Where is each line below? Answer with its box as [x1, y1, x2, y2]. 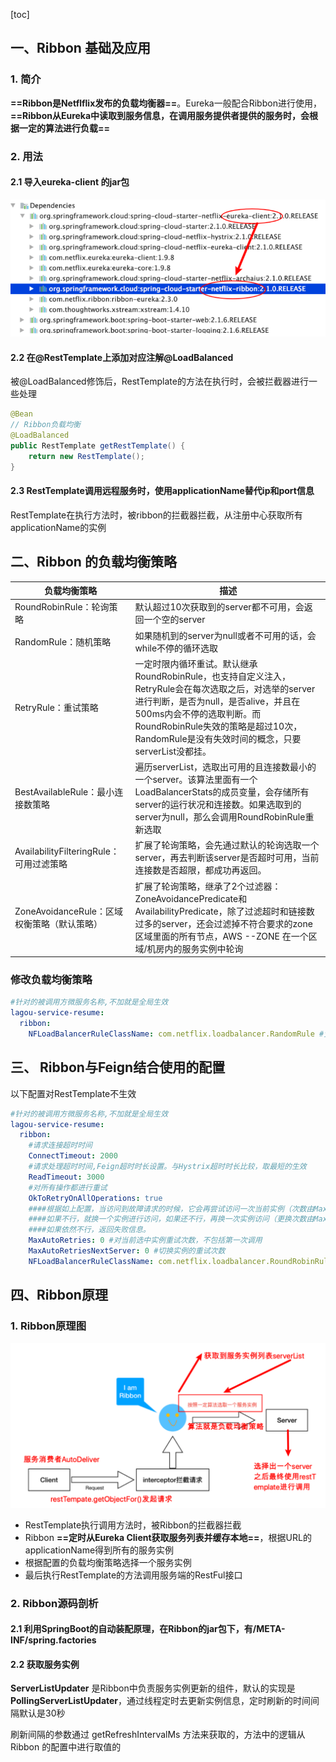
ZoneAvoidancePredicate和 [134, 892, 248, 904]
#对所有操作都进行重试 [28, 1182, 108, 1193]
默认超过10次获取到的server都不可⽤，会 [134, 601, 305, 613]
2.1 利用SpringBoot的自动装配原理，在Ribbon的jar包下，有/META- [10, 1623, 286, 1635]
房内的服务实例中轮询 [155, 942, 244, 954]
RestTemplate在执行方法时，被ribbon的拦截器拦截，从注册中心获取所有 [10, 509, 303, 521]
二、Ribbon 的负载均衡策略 [10, 554, 177, 571]
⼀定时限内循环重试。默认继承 [134, 657, 258, 669]
